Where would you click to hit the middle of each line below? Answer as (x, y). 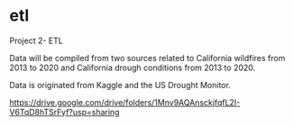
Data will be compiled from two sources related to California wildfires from (147, 58)
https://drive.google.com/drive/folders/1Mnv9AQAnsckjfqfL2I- (125, 102)
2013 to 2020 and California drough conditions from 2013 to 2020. (133, 67)
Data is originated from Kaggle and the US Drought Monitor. (120, 85)
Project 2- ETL (36, 40)
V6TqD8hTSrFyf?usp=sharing (64, 112)
